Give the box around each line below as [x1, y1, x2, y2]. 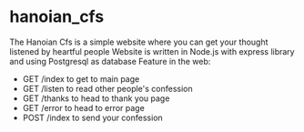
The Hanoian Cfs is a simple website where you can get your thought [9, 36, 269, 47]
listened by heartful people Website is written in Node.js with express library [9, 46, 295, 56]
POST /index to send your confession [22, 112, 164, 123]
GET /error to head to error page [22, 102, 146, 113]
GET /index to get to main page [22, 73, 140, 84]
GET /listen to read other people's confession [22, 83, 193, 94]
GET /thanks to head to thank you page [22, 93, 170, 104]
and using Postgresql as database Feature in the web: [9, 56, 211, 66]
